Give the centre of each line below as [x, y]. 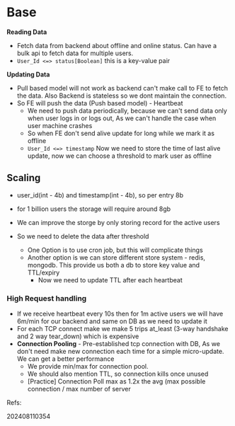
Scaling [24, 178]
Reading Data [27, 32]
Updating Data [28, 74]
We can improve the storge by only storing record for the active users [118, 222]
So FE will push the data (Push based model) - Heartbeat [100, 103]
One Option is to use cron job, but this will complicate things [115, 250]
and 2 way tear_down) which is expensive [78, 336]
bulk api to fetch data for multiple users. [75, 53]
